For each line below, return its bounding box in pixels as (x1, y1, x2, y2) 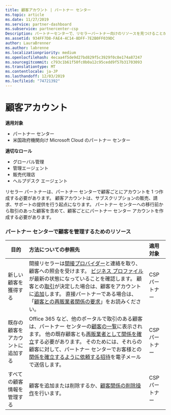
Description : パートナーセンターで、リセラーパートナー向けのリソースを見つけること (5, 31, 163, 36)
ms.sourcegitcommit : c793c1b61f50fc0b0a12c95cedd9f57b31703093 (5, 60, 142, 65)
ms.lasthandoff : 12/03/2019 (5, 74, 65, 79)
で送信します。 (28, 361, 65, 368)
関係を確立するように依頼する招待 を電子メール (28, 353, 141, 361)
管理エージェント (12, 165, 49, 171)
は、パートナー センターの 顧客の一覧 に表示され (28, 323, 142, 330)
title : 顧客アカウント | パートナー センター (5, 7, 92, 13)
